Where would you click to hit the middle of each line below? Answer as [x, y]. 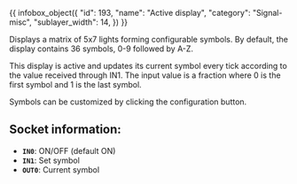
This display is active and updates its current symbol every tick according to [148, 66]
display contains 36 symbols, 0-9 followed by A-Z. [101, 49]
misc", [21, 22]
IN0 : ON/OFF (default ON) [69, 150]
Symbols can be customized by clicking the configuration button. [128, 102]
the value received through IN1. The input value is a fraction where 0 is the [145, 75]
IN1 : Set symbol [51, 160]
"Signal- [267, 13]
